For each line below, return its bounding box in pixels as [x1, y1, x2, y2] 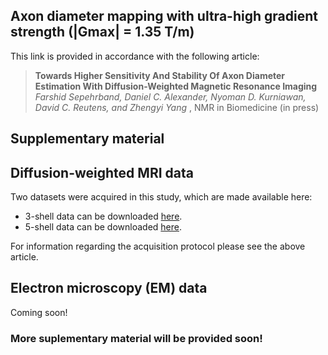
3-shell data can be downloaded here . [24, 210, 183, 223]
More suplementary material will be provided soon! [10, 331, 263, 345]
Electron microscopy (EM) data [10, 280, 208, 297]
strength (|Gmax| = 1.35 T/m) [10, 24, 195, 41]
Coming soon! [10, 306, 68, 318]
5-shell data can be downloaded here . [24, 221, 183, 233]
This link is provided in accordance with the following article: [10, 50, 260, 62]
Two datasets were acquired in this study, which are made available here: [10, 191, 313, 203]
